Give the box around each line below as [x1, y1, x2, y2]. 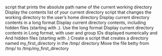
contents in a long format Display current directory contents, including [5, 19, 146, 25]
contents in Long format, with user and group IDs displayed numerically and [5, 30, 158, 36]
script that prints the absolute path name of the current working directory [5, 4, 152, 10]
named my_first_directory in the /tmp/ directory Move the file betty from [5, 40, 149, 46]
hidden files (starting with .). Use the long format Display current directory [5, 25, 154, 31]
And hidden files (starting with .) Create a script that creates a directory [5, 35, 149, 41]
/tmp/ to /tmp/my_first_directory [5, 46, 69, 51]
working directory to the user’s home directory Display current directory [5, 15, 150, 20]
